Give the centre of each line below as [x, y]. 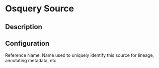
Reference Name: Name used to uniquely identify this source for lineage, [79, 55]
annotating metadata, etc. [32, 61]
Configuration [27, 43]
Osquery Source [40, 9]
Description [24, 27]
